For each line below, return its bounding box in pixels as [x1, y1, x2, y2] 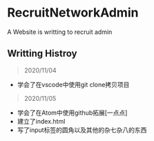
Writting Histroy [7, 48, 77, 59]
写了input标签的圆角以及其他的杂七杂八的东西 [17, 126, 147, 134]
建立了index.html [17, 117, 66, 125]
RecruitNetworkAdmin [7, 5, 139, 21]
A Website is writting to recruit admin [7, 28, 113, 36]
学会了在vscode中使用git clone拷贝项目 [17, 80, 130, 88]
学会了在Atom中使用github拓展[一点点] [17, 109, 128, 117]
